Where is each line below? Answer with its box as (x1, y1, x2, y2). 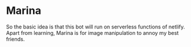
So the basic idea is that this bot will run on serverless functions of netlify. (6, 23, 185, 30)
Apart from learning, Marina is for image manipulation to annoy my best (6, 29, 179, 36)
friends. (6, 35, 25, 42)
